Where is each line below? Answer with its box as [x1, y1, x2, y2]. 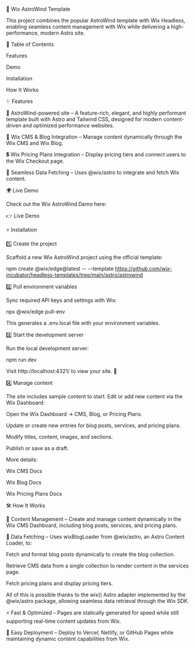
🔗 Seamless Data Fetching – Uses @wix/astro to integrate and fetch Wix [6, 169, 180, 176]
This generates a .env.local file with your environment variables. [6, 320, 160, 326]
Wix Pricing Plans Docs [6, 491, 63, 497]
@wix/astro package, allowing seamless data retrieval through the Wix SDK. [6, 597, 189, 605]
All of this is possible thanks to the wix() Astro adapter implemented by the [6, 591, 186, 598]
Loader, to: [6, 539, 32, 546]
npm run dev [6, 356, 37, 363]
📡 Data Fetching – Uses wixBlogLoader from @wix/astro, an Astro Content [6, 533, 185, 540]
